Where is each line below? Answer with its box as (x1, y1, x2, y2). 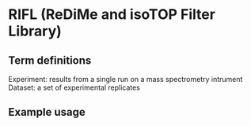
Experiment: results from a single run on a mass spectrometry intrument (8, 75, 243, 83)
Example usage (8, 106, 86, 119)
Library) (8, 22, 62, 40)
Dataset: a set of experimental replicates (8, 83, 141, 92)
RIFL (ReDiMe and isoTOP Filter (8, 6, 216, 24)
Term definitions (8, 54, 92, 67)
